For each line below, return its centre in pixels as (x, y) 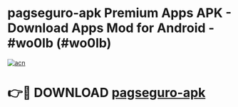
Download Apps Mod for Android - (111, 28)
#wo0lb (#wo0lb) (59, 43)
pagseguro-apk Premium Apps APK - (119, 13)
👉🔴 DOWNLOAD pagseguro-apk (107, 93)
